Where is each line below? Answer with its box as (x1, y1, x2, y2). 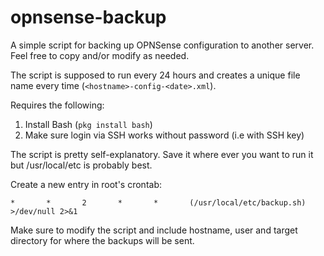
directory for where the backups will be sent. (10, 234, 195, 246)
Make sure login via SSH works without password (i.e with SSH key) (24, 129, 305, 141)
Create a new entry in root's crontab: (10, 178, 162, 190)
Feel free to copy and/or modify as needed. (10, 49, 190, 61)
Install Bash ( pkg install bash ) (24, 118, 153, 130)
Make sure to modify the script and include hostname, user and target (10, 224, 298, 236)
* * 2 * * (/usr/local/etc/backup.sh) (10, 197, 307, 208)
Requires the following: (10, 99, 105, 111)
